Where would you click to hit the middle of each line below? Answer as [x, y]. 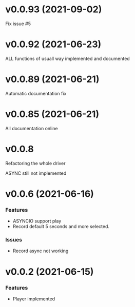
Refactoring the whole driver [35, 163]
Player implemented [34, 299]
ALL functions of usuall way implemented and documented [67, 58]
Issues [14, 240]
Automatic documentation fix [36, 93]
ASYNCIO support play [37, 221]
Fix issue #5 [18, 24]
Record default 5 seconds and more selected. [61, 227]
